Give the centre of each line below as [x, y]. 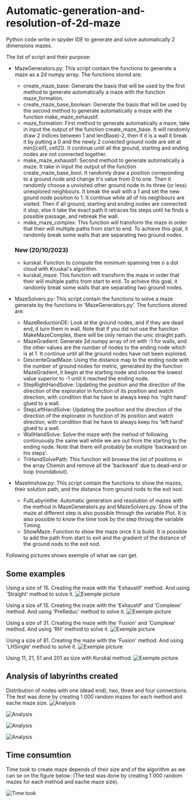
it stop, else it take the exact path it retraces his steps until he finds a [106, 210]
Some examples [36, 574]
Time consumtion [38, 755]
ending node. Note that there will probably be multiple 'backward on [105, 447]
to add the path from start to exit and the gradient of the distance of [105, 538]
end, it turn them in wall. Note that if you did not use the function [101, 329]
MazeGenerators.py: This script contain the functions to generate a [95, 68]
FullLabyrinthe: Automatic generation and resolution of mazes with [103, 500]
